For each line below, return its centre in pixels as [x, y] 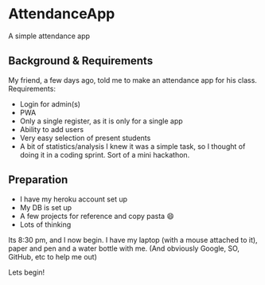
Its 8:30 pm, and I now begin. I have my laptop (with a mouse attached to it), [133, 240]
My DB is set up [46, 207]
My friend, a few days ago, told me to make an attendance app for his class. [132, 80]
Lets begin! [27, 272]
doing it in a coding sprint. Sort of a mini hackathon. [105, 154]
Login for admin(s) [50, 103]
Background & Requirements [81, 61]
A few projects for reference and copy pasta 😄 [97, 216]
